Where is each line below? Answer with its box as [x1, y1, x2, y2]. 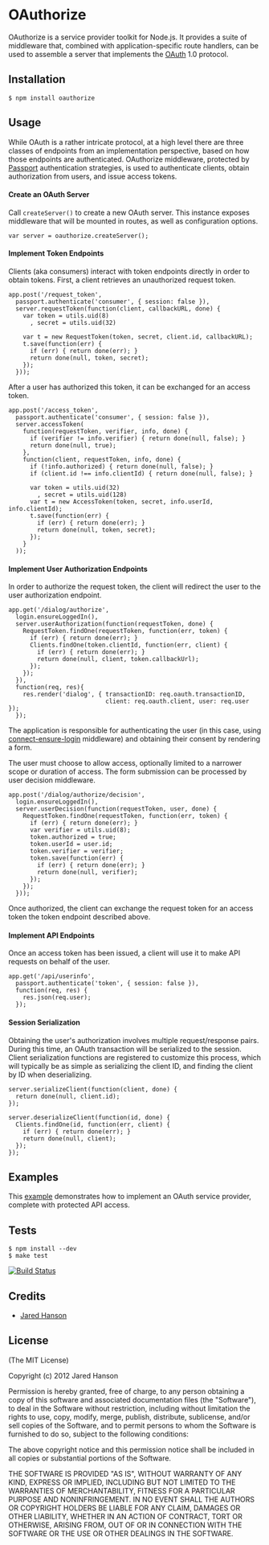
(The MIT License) [8, 1355, 70, 1365]
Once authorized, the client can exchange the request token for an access [8, 903, 254, 914]
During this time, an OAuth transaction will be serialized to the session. [8, 1044, 243, 1054]
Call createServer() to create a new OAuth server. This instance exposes [8, 208, 251, 217]
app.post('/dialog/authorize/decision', [8, 791, 146, 799]
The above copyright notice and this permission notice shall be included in [8, 1444, 255, 1454]
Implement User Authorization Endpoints [8, 564, 149, 573]
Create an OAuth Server [8, 190, 90, 199]
